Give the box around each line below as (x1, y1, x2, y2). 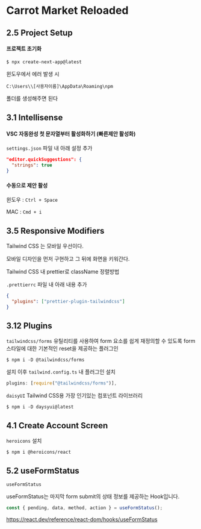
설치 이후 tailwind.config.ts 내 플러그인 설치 (6, 368, 116, 375)
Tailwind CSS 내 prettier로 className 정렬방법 (6, 268, 120, 275)
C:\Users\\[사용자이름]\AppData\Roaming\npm (6, 83, 113, 89)
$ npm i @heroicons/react (6, 449, 71, 455)
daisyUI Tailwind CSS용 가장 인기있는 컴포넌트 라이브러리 (6, 392, 143, 399)
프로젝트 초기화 (6, 45, 42, 52)
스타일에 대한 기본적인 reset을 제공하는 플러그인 (6, 345, 119, 352)
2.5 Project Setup (6, 28, 73, 38)
